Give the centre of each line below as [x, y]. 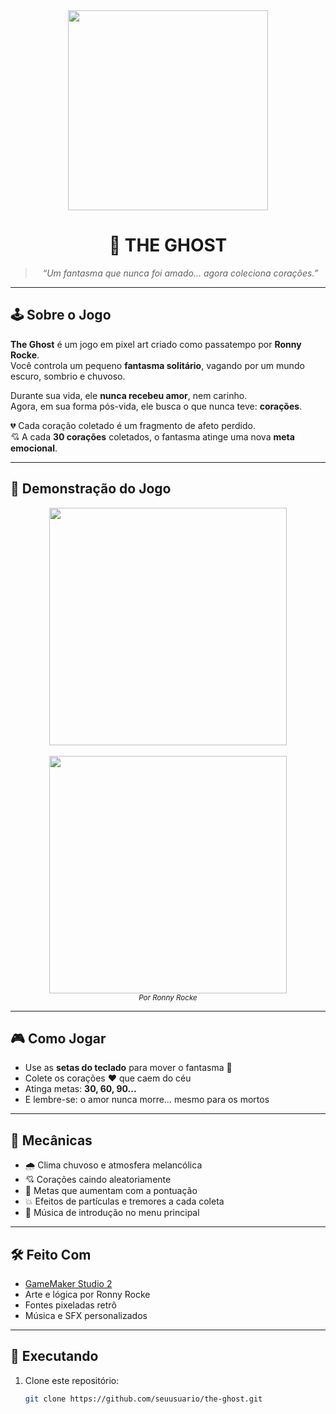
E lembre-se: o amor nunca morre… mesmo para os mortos [147, 1100]
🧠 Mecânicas [51, 1140]
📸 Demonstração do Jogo [91, 489]
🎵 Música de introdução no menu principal [112, 1213]
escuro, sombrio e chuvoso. [68, 376]
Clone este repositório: [72, 1380]
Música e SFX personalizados [86, 1315]
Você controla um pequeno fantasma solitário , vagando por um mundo [157, 365]
